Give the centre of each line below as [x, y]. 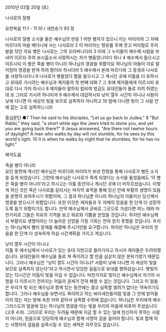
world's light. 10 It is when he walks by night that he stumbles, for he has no [83, 139]
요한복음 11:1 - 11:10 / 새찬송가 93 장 [40, 28]
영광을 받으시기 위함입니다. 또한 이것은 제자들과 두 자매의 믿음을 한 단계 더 [76, 202]
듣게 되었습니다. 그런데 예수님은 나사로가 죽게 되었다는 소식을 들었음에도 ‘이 [83, 177]
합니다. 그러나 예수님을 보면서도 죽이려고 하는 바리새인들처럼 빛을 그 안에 [75, 294]
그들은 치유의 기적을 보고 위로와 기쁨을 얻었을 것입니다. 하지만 [82, 215]
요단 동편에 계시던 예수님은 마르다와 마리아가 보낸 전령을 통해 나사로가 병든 [77, 171]
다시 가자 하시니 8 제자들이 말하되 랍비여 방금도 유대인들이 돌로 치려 [80, 89]
